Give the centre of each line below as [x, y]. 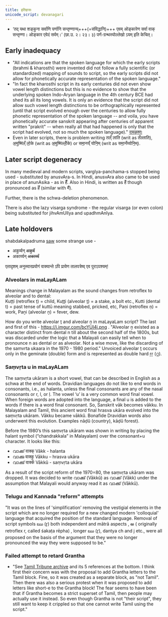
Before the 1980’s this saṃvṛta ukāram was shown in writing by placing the [82, 431]
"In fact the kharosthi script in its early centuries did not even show [82, 84]
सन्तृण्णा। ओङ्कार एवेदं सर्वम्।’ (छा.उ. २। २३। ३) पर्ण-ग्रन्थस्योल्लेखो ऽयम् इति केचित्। [82, 34]
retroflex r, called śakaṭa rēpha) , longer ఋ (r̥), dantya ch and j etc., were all [84, 531]
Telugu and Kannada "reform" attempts [54, 496]
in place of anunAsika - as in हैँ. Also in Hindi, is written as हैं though [74, 182]
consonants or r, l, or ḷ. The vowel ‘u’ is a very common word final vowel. [80, 394]
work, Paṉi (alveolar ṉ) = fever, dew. [42, 312]
